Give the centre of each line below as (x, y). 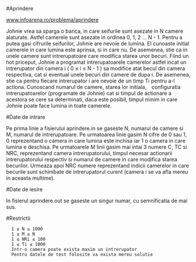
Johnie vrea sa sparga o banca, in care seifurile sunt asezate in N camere (95, 31)
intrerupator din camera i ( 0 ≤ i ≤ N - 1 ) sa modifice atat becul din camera (96, 68)
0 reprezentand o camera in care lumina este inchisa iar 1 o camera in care (96, 141)
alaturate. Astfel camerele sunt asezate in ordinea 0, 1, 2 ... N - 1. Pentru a (94, 37)
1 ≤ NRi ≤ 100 (28, 239)
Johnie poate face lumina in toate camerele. (59, 106)
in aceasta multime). (30, 178)
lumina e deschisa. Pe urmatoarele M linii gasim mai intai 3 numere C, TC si (97, 147)
